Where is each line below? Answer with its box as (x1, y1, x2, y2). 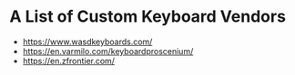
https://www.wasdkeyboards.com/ (22, 36, 153, 47)
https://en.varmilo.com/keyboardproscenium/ (22, 45, 194, 56)
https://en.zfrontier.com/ (22, 55, 116, 66)
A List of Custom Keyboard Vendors (9, 6, 287, 27)
